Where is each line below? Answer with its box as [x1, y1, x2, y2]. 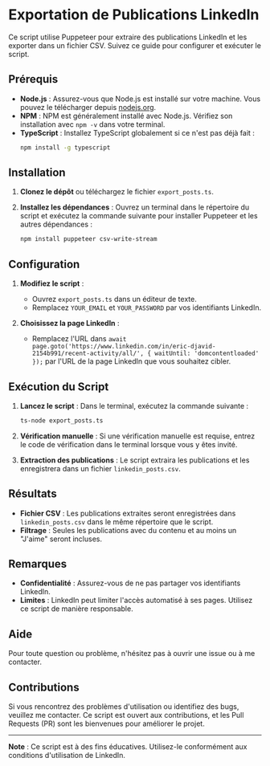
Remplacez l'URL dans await [31, 334, 127, 344]
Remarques [8, 557, 67, 571]
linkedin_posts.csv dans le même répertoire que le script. [19, 516, 214, 527]
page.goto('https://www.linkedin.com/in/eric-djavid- [31, 343, 216, 351]
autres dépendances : [19, 219, 93, 230]
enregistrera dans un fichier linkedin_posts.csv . [19, 463, 181, 473]
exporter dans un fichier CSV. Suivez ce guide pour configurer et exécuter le [8, 40, 261, 50]
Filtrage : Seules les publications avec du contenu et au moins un [19, 525, 237, 535]
